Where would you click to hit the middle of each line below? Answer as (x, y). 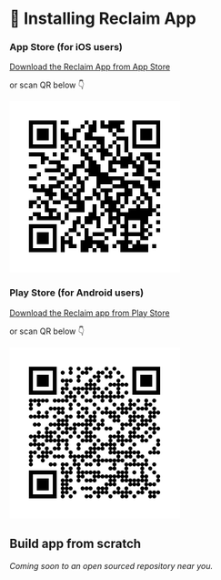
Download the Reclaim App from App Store (90, 67)
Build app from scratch (75, 544)
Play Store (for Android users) (77, 293)
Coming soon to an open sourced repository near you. (111, 565)
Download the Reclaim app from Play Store (90, 313)
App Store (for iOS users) (66, 47)
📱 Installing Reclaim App (103, 19)
